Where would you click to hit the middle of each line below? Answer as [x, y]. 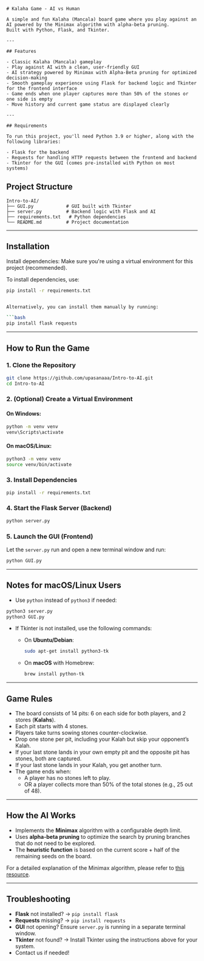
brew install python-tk [54, 674]
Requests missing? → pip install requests [70, 920]
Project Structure [39, 187]
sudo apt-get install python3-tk [66, 651]
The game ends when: [43, 771]
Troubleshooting [39, 899]
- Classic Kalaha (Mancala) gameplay [54, 62]
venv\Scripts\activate [35, 432]
